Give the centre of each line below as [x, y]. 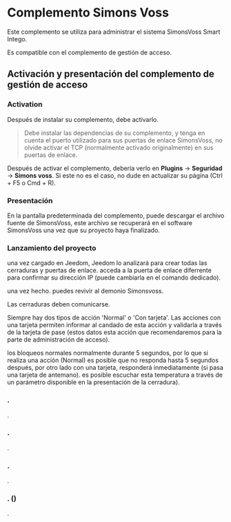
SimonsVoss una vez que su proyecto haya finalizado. [84, 230]
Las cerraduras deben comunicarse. [59, 304]
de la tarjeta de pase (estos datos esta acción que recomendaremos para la [114, 333]
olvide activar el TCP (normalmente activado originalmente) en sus [119, 147]
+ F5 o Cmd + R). [32, 182]
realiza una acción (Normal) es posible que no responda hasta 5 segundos [113, 360]
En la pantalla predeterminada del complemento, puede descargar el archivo [116, 216]
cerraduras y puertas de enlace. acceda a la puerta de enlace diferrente [109, 271]
